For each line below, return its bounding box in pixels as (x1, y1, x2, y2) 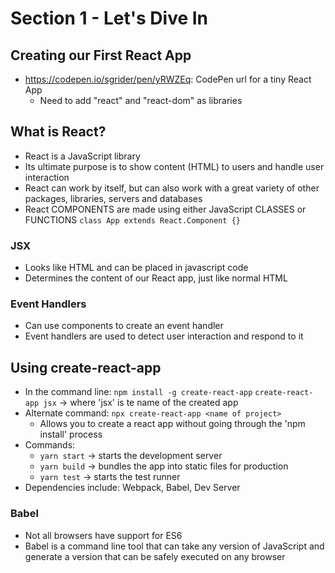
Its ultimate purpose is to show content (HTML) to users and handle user (24, 160, 325, 172)
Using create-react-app (10, 359, 162, 376)
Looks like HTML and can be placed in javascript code (24, 262, 249, 274)
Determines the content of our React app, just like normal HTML (24, 272, 288, 284)
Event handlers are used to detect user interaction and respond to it (24, 330, 304, 342)
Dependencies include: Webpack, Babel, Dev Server (24, 482, 241, 494)
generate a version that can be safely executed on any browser (24, 550, 286, 562)
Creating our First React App (10, 47, 192, 64)
